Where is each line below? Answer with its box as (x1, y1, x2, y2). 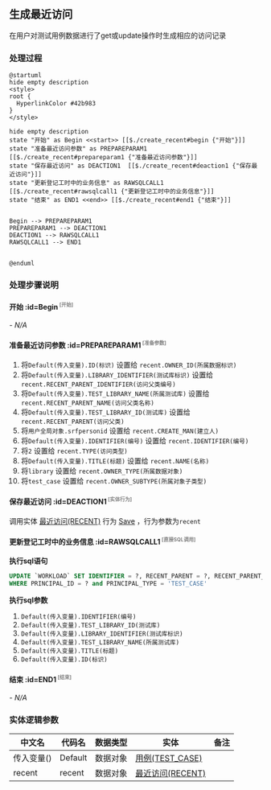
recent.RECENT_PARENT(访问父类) (20, 418, 125, 426)
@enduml (9, 260, 35, 268)
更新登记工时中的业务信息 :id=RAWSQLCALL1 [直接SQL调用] (9, 536, 196, 546)
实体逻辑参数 (9, 714, 60, 726)
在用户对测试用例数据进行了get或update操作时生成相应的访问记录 (9, 31, 227, 40)
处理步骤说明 (9, 280, 60, 291)
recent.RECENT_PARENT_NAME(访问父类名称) (20, 399, 155, 407)
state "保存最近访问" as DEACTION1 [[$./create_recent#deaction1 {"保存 (9, 162, 252, 171)
